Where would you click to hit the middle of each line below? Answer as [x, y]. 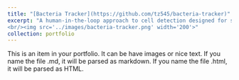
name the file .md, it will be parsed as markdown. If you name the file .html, [117, 62]
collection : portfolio [41, 34]
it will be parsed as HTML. [46, 69]
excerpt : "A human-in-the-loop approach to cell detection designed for [117, 21]
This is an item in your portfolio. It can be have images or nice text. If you [114, 54]
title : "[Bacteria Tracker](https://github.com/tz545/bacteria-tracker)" [119, 14]
